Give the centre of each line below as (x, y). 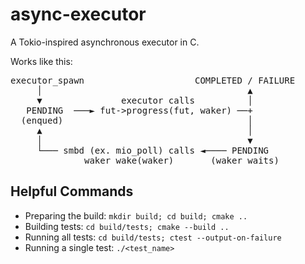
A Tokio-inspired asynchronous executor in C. (105, 42)
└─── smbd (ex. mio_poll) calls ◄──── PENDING (153, 150)
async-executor (78, 14)
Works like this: (41, 61)
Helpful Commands (72, 191)
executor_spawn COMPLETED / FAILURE (153, 80)
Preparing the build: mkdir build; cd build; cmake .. (136, 215)
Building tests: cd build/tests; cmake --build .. (127, 226)
